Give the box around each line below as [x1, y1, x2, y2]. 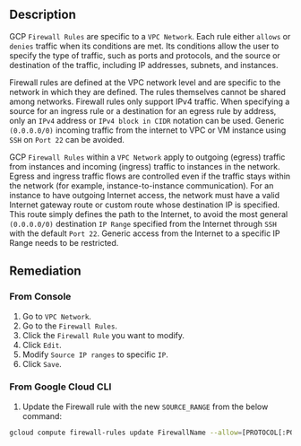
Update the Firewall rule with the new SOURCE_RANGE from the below [21, 401, 269, 412]
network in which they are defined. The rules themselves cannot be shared [9, 86, 287, 97]
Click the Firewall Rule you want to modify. [21, 329, 185, 340]
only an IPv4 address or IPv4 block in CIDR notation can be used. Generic [9, 115, 285, 126]
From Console [9, 291, 72, 303]
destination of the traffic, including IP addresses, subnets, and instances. [9, 59, 279, 70]
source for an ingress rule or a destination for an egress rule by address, [9, 105, 277, 116]
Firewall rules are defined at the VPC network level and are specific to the [9, 76, 281, 88]
